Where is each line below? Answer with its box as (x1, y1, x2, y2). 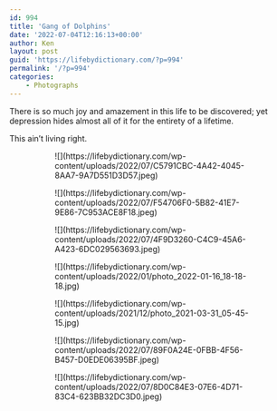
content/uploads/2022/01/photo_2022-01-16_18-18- (54, 270, 247, 281)
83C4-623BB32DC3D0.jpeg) (54, 391, 163, 402)
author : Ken (9, 38, 54, 48)
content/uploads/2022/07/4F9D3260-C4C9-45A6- (54, 233, 246, 245)
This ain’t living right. (9, 132, 88, 143)
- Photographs (25, 81, 79, 90)
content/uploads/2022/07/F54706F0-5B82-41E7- (54, 197, 240, 208)
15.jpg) (54, 317, 80, 328)
